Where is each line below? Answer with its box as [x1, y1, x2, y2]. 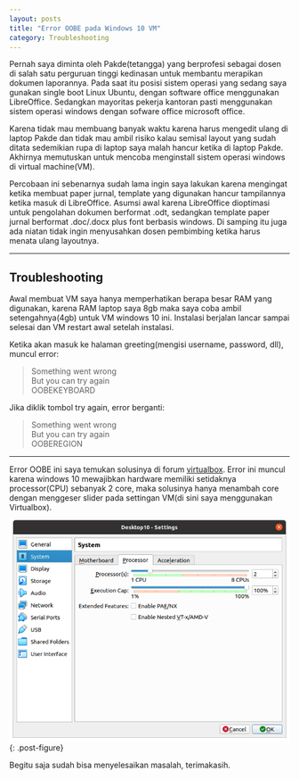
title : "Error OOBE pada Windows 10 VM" [9, 23, 162, 33]
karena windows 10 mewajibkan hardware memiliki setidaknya [9, 474, 237, 485]
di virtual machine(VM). [9, 162, 95, 172]
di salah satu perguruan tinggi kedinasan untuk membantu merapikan [9, 68, 263, 79]
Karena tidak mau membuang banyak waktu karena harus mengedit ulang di [9, 123, 288, 134]
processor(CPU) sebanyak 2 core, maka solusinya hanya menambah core [9, 483, 279, 494]
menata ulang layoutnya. [9, 236, 100, 246]
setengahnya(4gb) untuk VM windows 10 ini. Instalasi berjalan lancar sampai [9, 312, 290, 323]
